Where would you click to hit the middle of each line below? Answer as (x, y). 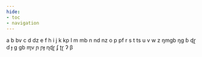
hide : (13, 12)
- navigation (23, 23)
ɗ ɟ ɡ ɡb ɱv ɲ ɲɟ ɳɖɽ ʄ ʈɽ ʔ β (40, 47)
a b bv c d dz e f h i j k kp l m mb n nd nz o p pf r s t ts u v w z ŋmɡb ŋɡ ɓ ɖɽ (101, 40)
